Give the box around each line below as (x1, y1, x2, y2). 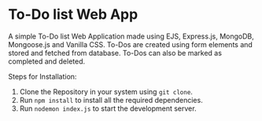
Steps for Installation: (8, 71, 77, 81)
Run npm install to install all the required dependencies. (19, 95, 203, 104)
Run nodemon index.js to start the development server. (19, 104, 197, 113)
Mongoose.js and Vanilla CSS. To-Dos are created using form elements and (8, 39, 253, 49)
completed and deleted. (8, 57, 86, 66)
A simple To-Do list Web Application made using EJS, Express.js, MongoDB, (8, 31, 254, 41)
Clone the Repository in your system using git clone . (19, 86, 193, 96)
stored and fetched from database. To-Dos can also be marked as (8, 48, 223, 57)
